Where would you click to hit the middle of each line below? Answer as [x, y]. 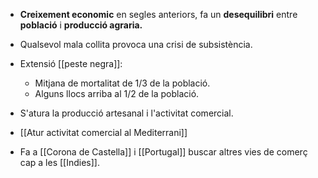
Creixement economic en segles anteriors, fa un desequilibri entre [158, 14]
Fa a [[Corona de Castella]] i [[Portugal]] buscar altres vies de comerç [163, 152]
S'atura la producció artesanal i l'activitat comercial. [126, 113]
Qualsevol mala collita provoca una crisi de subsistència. [136, 44]
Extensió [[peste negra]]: [71, 63]
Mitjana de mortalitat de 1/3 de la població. [122, 83]
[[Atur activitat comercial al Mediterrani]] [103, 132]
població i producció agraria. [81, 25]
